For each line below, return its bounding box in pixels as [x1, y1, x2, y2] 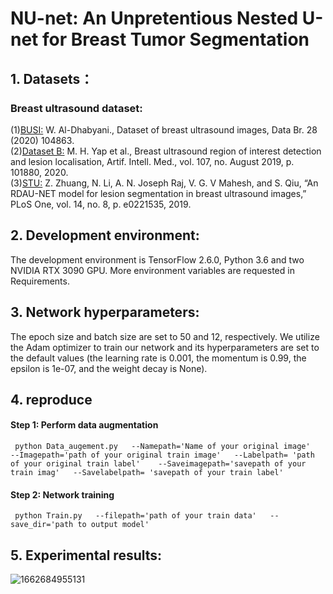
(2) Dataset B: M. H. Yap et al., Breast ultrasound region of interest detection [10, 145, 322, 157]
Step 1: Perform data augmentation [10, 419, 159, 431]
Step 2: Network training [10, 488, 115, 501]
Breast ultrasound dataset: [10, 101, 143, 115]
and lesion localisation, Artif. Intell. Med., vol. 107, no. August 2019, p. [10, 155, 295, 167]
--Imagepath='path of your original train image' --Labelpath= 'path [10, 450, 315, 461]
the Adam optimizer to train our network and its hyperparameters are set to [10, 341, 320, 353]
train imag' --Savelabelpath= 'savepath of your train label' [10, 468, 284, 478]
